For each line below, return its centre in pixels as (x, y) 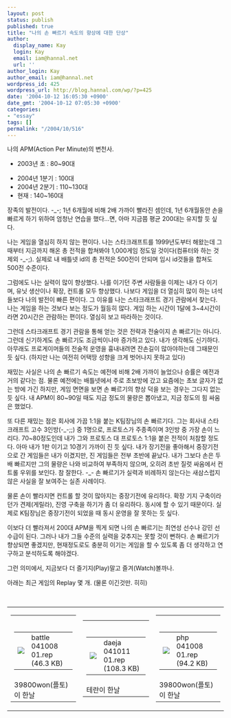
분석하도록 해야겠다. (52, 553)
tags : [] (20, 122)
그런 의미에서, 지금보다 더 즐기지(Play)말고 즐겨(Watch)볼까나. (91, 568)
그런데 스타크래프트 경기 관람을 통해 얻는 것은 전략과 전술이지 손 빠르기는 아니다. (114, 332)
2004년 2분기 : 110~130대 (52, 187)
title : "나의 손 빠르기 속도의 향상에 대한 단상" (68, 33)
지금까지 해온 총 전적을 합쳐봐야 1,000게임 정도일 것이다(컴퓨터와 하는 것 (122, 251)
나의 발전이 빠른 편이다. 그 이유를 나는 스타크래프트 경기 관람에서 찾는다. (121, 299)
